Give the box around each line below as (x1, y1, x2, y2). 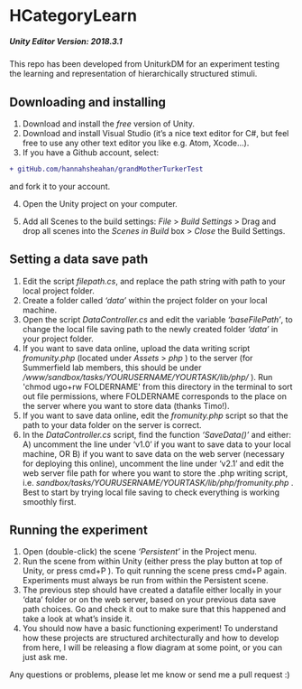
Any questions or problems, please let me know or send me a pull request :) (9, 669, 290, 680)
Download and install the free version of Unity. (22, 118, 196, 129)
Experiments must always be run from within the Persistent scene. (22, 575, 269, 586)
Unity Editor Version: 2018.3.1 (9, 35, 123, 46)
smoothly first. (22, 496, 77, 507)
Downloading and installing (9, 94, 167, 109)
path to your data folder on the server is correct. (22, 419, 202, 430)
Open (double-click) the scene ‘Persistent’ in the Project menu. (22, 546, 257, 557)
